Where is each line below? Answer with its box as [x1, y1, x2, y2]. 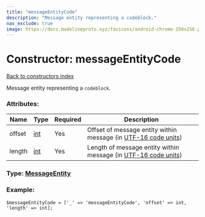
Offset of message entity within [87, 126, 177, 134]
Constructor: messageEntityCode [6, 53, 181, 66]
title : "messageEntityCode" [6, 9, 78, 15]
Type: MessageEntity [6, 169, 71, 178]
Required [54, 116, 82, 124]
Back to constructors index [6, 73, 74, 80]
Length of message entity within [87, 143, 179, 152]
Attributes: [6, 100, 40, 108]
